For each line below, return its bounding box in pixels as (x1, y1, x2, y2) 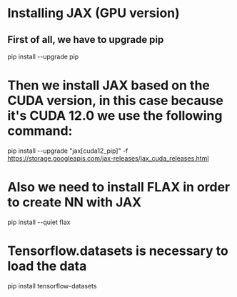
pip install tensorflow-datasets (7, 281, 97, 290)
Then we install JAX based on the (7, 77, 211, 94)
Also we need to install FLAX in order (7, 179, 231, 196)
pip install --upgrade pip (7, 52, 79, 61)
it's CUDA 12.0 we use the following (7, 108, 223, 124)
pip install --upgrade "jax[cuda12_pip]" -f (7, 146, 128, 155)
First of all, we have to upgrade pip (7, 34, 164, 46)
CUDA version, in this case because (7, 93, 223, 109)
